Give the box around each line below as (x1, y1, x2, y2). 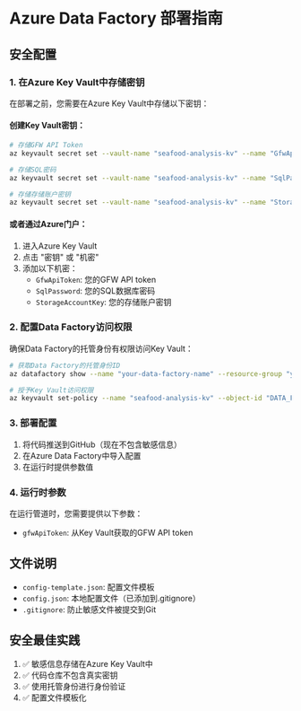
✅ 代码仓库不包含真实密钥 (21, 670, 118, 680)
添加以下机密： (21, 262, 78, 274)
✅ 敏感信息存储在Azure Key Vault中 (21, 658, 154, 669)
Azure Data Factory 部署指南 (9, 8, 224, 29)
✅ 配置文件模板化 (21, 692, 87, 703)
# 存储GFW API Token (9, 141, 83, 150)
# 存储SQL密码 (9, 165, 56, 174)
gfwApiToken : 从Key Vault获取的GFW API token (21, 527, 193, 538)
